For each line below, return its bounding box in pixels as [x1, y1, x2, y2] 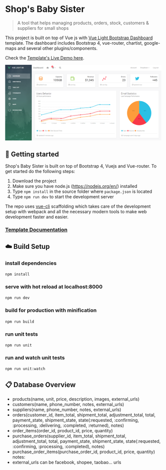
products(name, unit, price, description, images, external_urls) [12, 396, 140, 402]
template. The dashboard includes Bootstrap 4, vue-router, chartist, [5, 40, 143, 46]
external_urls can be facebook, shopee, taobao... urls [12, 459, 121, 465]
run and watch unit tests [5, 354, 65, 361]
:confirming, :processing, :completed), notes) [12, 443, 105, 449]
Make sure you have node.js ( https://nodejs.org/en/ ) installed [12, 183, 138, 189]
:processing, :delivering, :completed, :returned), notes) [12, 422, 124, 428]
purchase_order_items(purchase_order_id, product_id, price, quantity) [12, 449, 155, 455]
